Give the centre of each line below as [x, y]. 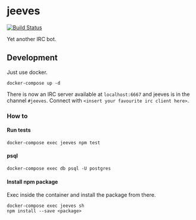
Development [32, 58]
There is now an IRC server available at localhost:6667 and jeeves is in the [98, 94]
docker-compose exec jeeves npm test [54, 142]
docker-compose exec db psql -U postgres [59, 169]
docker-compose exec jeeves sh [46, 206]
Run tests [19, 130]
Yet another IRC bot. [32, 39]
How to [17, 116]
